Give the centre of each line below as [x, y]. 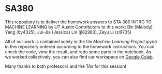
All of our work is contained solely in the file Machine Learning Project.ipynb [81, 41]
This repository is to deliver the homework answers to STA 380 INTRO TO [78, 22]
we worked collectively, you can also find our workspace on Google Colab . [80, 57]
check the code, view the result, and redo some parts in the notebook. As [78, 52]
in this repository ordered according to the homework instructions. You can [80, 46]
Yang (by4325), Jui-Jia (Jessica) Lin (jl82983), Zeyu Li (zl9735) [68, 32]
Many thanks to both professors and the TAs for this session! [66, 66]
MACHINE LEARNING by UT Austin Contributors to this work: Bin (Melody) [79, 27]
